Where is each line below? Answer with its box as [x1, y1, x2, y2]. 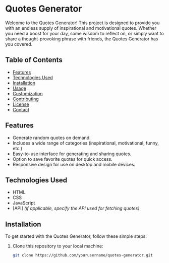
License [12, 101, 29, 107]
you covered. [5, 41, 33, 47]
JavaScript [12, 200, 35, 206]
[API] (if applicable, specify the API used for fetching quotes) [12, 205, 140, 212]
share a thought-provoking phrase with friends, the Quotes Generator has [5, 36, 158, 42]
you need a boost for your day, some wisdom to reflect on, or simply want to [5, 30, 164, 36]
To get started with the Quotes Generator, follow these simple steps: [5, 233, 147, 239]
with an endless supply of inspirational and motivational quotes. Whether [5, 25, 157, 31]
